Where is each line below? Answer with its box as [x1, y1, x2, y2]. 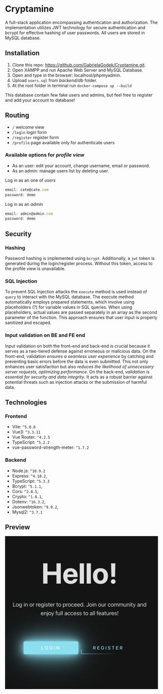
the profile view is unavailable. [5, 266, 65, 271]
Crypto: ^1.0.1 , [12, 493, 43, 499]
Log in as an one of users [5, 177, 56, 183]
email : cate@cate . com [5, 187, 49, 192]
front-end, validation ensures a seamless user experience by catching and [5, 353, 154, 359]
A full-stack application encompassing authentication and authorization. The [5, 19, 158, 25]
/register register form [12, 135, 59, 140]
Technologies [5, 398, 48, 406]
